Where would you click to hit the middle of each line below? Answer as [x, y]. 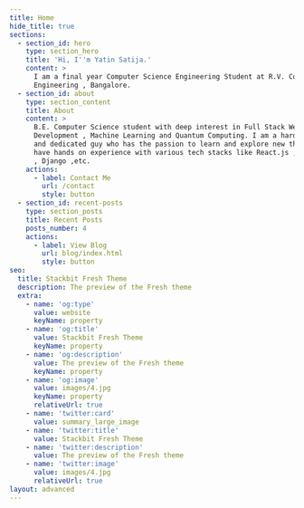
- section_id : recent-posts [71, 203]
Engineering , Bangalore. [82, 85]
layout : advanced [42, 489]
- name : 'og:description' [75, 354]
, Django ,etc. [62, 161]
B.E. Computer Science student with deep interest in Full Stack [159, 128]
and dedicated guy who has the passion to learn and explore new [159, 144]
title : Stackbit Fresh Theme [72, 279]
